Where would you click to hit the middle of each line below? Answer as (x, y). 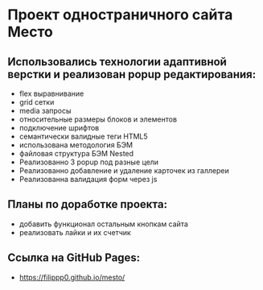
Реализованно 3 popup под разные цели (88, 162)
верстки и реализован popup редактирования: (132, 74)
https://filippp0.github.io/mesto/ (72, 277)
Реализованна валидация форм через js (88, 179)
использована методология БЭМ (76, 145)
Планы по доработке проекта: (88, 204)
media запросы (45, 111)
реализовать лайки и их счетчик (75, 232)
